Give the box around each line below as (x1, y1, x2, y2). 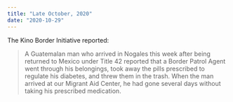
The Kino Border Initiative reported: (7, 36, 109, 44)
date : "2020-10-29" (7, 17, 65, 24)
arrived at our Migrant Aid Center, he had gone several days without (24, 79, 221, 87)
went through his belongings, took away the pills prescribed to (24, 64, 206, 73)
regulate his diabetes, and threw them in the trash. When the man (24, 71, 214, 80)
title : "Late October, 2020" (7, 10, 93, 17)
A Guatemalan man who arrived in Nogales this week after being (24, 50, 211, 58)
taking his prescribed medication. (24, 87, 121, 95)
